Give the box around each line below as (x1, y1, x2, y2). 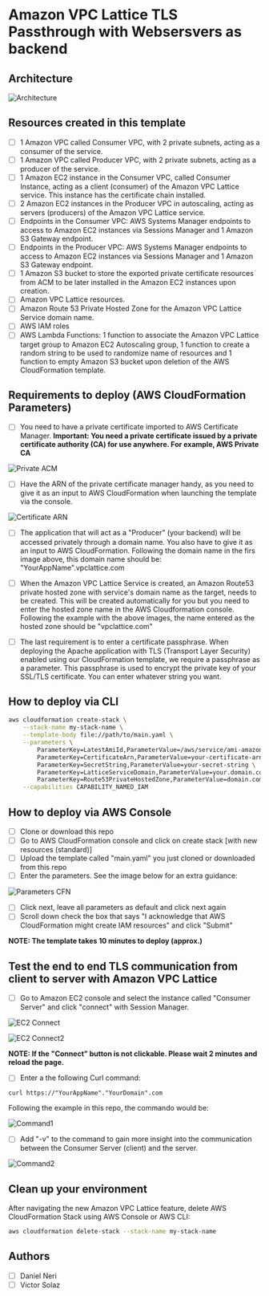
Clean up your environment (8, 1182, 148, 1196)
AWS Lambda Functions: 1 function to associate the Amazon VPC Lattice (19, 331, 259, 340)
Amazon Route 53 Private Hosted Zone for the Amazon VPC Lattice (19, 303, 242, 314)
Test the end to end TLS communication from (8, 959, 239, 973)
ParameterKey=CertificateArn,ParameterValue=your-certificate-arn (37, 753, 263, 762)
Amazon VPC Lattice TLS (8, 6, 179, 24)
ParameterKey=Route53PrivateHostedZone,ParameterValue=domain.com (37, 776, 263, 784)
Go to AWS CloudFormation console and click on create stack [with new (19, 836, 258, 846)
